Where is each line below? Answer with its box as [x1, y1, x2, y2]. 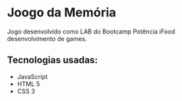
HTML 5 [16, 80, 41, 88]
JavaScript [16, 72, 48, 81]
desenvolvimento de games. [7, 34, 87, 42]
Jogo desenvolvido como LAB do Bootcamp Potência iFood [7, 27, 175, 35]
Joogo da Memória [7, 5, 117, 20]
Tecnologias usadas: [7, 55, 98, 66]
